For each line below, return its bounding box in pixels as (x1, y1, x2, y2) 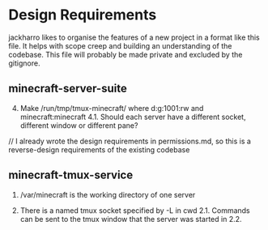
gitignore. (8, 58, 40, 68)
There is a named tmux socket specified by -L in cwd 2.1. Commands (19, 205, 251, 215)
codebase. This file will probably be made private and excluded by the (8, 49, 243, 59)
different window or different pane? (19, 120, 138, 130)
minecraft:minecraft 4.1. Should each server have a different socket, (19, 112, 246, 121)
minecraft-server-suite (8, 82, 127, 96)
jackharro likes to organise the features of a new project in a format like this (8, 32, 261, 42)
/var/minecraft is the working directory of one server (19, 190, 196, 199)
